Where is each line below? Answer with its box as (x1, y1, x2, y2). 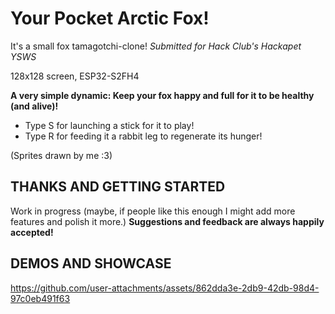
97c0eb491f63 (10, 292, 71, 304)
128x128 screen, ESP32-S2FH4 (10, 70, 140, 82)
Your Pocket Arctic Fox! (10, 7, 210, 30)
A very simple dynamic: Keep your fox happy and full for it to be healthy (10, 89, 315, 101)
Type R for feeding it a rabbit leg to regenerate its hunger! (24, 130, 263, 142)
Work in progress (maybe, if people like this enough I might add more (10, 205, 296, 217)
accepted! (10, 226, 54, 238)
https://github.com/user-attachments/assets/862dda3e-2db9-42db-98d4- (10, 282, 320, 294)
